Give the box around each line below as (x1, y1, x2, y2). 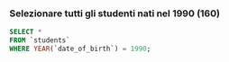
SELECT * (9, 28, 42, 37)
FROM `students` (9, 36, 70, 45)
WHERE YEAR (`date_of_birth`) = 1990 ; (9, 44, 151, 54)
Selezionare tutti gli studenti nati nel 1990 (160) (9, 7, 221, 20)
